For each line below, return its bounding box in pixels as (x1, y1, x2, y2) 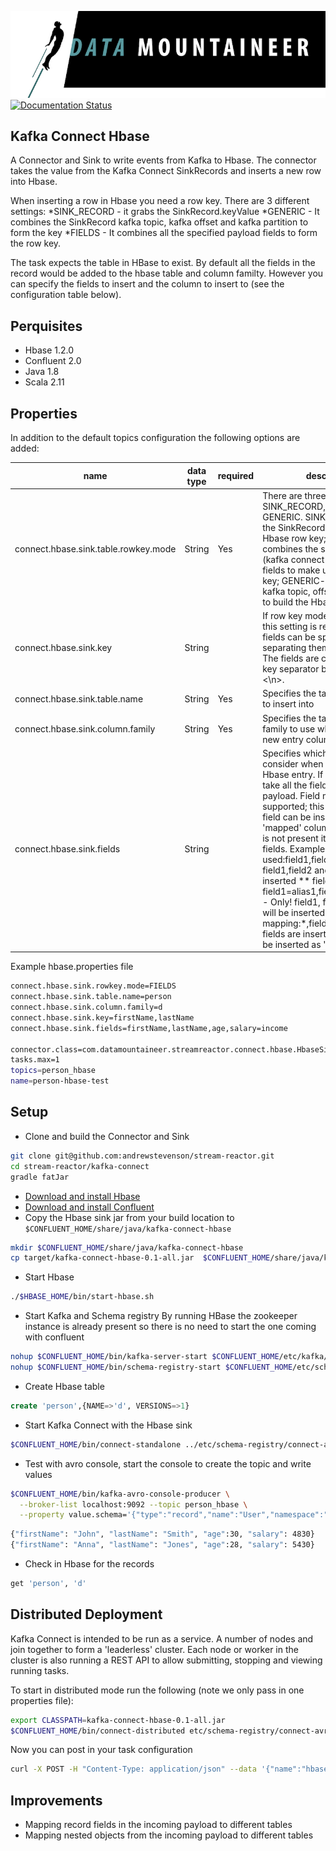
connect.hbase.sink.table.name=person (10, 992, 172, 1002)
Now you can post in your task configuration (10, 1744, 193, 1756)
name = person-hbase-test (10, 1076, 110, 1086)
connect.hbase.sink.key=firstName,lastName (10, 1012, 195, 1023)
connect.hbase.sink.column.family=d (10, 1002, 163, 1013)
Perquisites (10, 317, 83, 335)
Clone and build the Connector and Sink (24, 1130, 190, 1142)
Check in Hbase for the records (24, 1558, 155, 1570)
